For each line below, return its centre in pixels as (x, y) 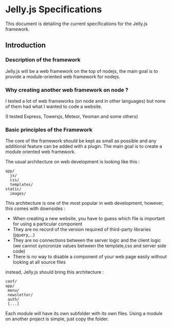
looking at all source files (39, 262)
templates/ (22, 185)
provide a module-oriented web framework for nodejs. (63, 76)
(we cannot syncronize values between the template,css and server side (90, 246)
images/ (18, 194)
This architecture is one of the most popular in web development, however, (84, 203)
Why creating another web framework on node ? (67, 90)
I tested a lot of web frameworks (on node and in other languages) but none (85, 101)
